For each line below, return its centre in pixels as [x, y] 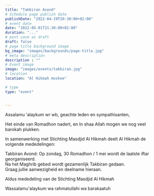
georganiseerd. [20, 159]
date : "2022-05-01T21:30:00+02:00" [41, 28]
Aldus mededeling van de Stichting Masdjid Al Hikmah [60, 179]
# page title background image [37, 46]
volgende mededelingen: [30, 144]
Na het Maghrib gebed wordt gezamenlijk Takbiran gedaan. [65, 164]
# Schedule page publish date [36, 14]
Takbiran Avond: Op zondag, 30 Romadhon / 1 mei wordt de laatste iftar [77, 154]
